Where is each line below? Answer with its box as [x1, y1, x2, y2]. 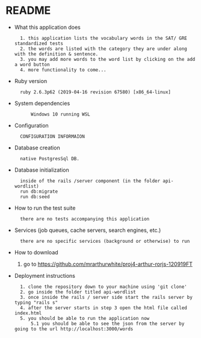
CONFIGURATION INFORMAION [20, 133, 85, 139]
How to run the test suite [14, 204, 76, 211]
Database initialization [14, 166, 70, 174]
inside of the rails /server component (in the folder [20, 178, 161, 184]
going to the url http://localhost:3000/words [14, 326, 134, 332]
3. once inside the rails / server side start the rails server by [20, 294, 193, 300]
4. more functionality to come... [20, 67, 107, 73]
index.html [14, 310, 42, 316]
